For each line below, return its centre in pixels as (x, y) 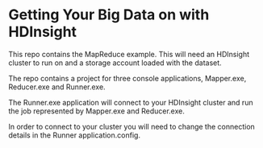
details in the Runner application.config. (75, 135)
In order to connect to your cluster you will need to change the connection (132, 126)
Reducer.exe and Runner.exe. (57, 87)
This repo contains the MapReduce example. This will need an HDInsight (129, 54)
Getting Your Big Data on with (109, 15)
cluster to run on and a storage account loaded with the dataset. (115, 63)
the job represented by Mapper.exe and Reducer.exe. (97, 111)
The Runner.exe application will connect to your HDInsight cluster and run (131, 102)
